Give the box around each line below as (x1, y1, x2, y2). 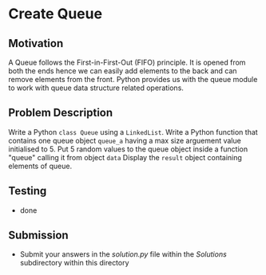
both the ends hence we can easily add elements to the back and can (8, 66, 237, 76)
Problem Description (8, 106, 113, 120)
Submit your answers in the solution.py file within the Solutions (19, 249, 228, 259)
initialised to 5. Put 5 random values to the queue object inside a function (8, 144, 248, 154)
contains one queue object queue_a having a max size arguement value (8, 136, 241, 145)
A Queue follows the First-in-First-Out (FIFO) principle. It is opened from (8, 57, 246, 67)
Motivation (8, 37, 64, 50)
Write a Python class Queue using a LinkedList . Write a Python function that (8, 127, 258, 136)
